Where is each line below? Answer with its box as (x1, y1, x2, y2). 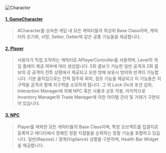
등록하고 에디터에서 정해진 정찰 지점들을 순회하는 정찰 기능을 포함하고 (17, 130, 151, 136)
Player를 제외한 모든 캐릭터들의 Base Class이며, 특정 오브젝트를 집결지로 (17, 124, 159, 130)
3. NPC (5, 112, 20, 118)
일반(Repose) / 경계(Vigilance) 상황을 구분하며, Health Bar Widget (28, 136, 159, 142)
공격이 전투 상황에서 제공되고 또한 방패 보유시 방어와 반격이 (32, 69, 146, 75)
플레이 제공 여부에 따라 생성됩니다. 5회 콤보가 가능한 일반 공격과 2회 (22, 63, 154, 69)
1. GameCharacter (5, 16, 43, 22)
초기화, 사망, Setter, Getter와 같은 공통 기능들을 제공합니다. (26, 34, 141, 40)
